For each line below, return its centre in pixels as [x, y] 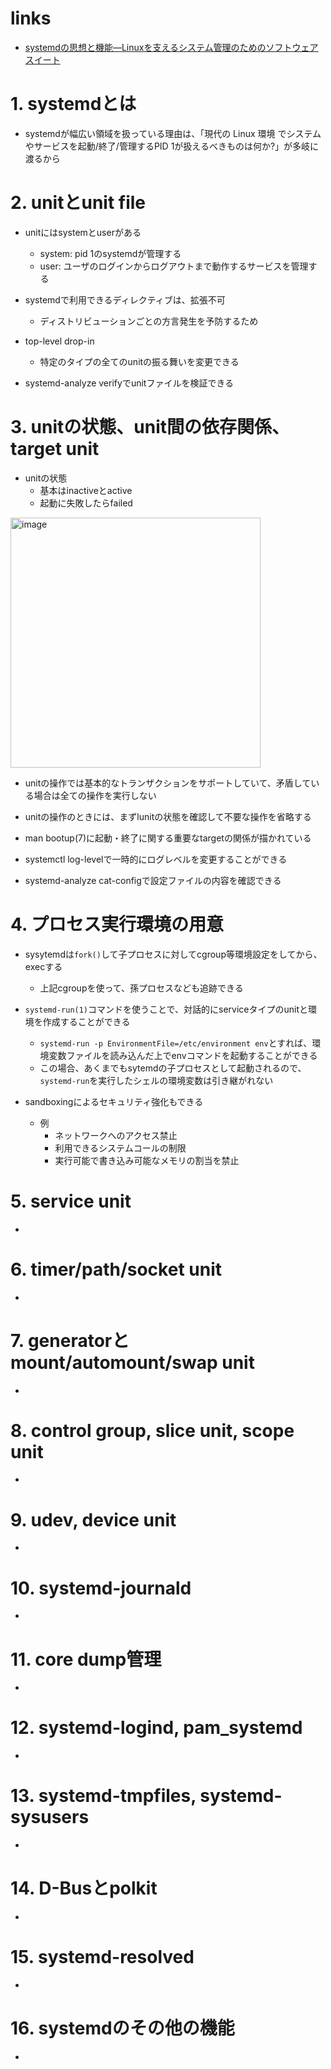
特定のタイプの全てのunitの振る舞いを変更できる [139, 361]
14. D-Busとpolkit [84, 1888]
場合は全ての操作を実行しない [95, 795]
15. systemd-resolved [102, 1957]
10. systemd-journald [101, 1588]
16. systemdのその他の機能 [122, 2028]
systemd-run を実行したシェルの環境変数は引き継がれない [156, 1080]
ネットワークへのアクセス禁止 [116, 1135]
